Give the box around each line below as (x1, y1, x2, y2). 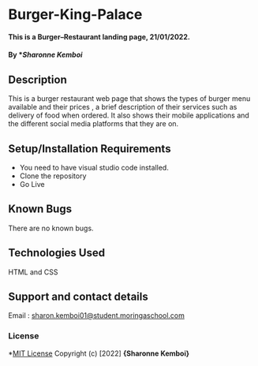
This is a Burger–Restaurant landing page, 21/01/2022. (8, 32, 191, 41)
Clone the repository (19, 171, 87, 181)
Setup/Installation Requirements (8, 142, 171, 155)
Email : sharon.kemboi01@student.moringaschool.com (8, 311, 185, 320)
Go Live (19, 180, 45, 189)
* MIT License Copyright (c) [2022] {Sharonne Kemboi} (8, 349, 190, 358)
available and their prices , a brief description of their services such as (8, 103, 237, 112)
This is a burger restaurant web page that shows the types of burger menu (8, 94, 251, 103)
